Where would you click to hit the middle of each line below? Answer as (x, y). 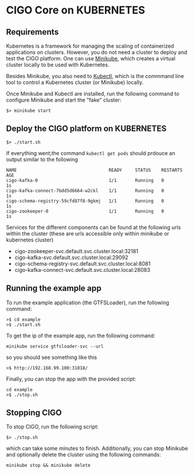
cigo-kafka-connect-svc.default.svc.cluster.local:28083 (82, 270)
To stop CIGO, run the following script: (52, 427)
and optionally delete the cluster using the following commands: (84, 455)
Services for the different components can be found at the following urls (93, 227)
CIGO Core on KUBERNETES (76, 10)
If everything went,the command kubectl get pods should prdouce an (91, 153)
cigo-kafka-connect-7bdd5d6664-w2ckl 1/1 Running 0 (85, 191)
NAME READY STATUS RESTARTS (94, 170)
